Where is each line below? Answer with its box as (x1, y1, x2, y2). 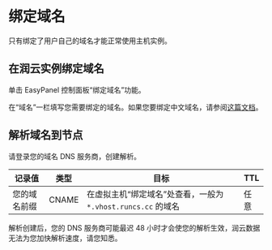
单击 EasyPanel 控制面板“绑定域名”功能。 (8, 84, 146, 94)
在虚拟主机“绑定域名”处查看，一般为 (86, 188, 224, 200)
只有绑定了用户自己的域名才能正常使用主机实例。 (8, 36, 172, 45)
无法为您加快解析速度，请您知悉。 (8, 233, 122, 243)
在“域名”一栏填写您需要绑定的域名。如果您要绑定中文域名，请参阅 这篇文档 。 (8, 102, 263, 112)
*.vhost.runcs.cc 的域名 (86, 200, 181, 212)
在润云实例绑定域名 (8, 62, 104, 75)
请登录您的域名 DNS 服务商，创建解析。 (8, 151, 142, 161)
